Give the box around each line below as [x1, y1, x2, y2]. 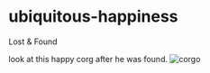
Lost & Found [8, 36, 58, 47]
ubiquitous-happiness [8, 6, 178, 27]
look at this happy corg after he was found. [8, 53, 169, 64]
